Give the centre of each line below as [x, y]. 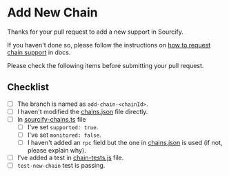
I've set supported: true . [63, 127]
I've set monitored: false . [64, 135]
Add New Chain [52, 13]
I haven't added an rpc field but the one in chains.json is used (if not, [125, 143]
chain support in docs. [39, 52]
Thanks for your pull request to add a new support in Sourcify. [96, 32]
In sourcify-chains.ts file [51, 119]
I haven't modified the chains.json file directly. [82, 111]
